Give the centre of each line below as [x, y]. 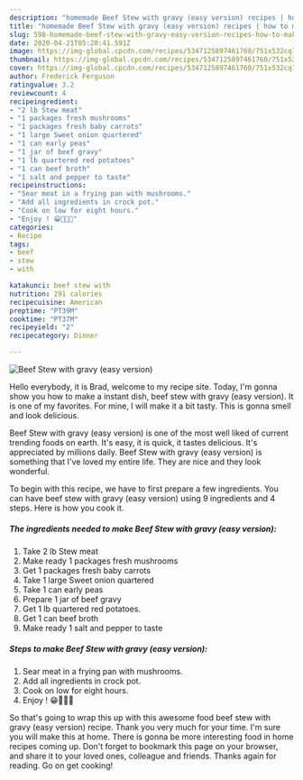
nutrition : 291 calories [56, 294]
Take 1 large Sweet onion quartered [88, 580]
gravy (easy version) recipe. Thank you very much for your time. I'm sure [145, 727]
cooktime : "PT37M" [44, 319]
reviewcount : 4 [38, 93]
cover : [22, 69]
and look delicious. [44, 415]
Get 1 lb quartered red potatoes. [82, 609]
